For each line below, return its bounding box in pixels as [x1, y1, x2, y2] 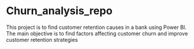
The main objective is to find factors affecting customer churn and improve [6, 30, 188, 37]
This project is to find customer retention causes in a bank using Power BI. [6, 24, 187, 31]
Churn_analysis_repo [6, 4, 113, 18]
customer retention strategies [6, 36, 78, 43]
